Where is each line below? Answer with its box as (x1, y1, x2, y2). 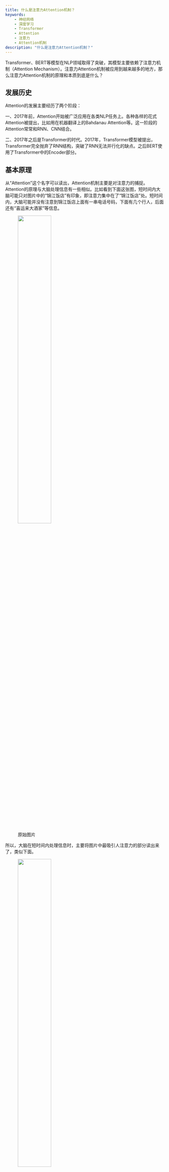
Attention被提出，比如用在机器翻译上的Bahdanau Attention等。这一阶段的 (5, 120, 157, 126)
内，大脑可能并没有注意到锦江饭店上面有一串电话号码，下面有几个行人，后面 (5, 199, 164, 205)
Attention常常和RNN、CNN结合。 (5, 126, 74, 132)
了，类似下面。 (5, 849, 36, 855)
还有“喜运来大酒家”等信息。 (5, 205, 62, 211)
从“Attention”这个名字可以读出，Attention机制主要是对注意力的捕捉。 (5, 180, 148, 186)
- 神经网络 (14, 17, 34, 22)
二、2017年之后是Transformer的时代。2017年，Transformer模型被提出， (5, 137, 155, 143)
